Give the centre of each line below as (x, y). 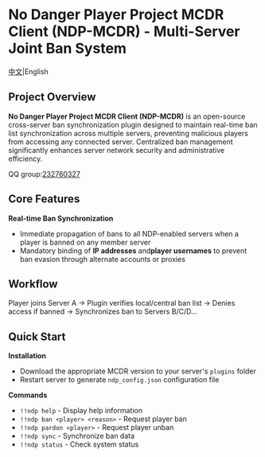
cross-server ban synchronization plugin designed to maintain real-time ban (133, 124)
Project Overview (52, 97)
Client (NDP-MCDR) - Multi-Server (124, 31)
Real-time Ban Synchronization (61, 218)
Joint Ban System (68, 49)
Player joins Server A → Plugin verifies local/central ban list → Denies (122, 303)
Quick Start (37, 336)
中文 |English (29, 71)
